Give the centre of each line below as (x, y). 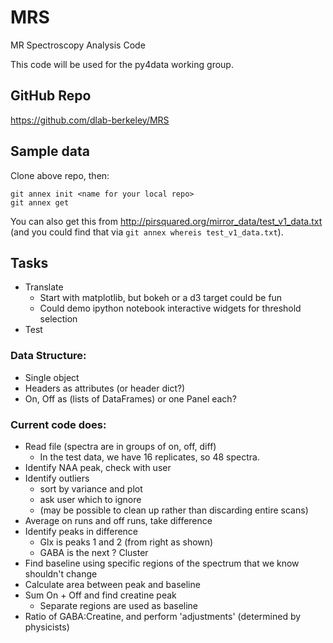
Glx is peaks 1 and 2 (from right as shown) (126, 542)
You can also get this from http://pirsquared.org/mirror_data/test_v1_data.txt (166, 221)
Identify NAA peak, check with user (98, 467)
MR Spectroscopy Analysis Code (78, 45)
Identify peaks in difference (81, 531)
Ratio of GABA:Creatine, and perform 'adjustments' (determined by (163, 616)
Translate (44, 287)
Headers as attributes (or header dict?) (105, 388)
